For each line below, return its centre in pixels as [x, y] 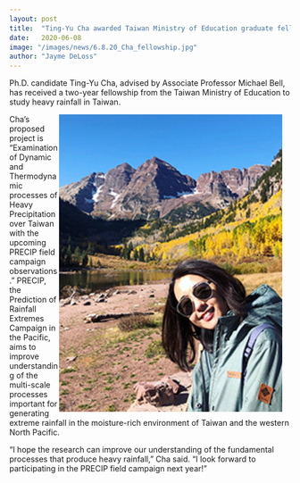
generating [29, 413]
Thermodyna [33, 176]
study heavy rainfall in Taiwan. [65, 102]
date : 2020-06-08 [46, 37]
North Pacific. [35, 432]
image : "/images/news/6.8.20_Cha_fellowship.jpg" [104, 47]
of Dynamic [30, 157]
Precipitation [33, 214]
